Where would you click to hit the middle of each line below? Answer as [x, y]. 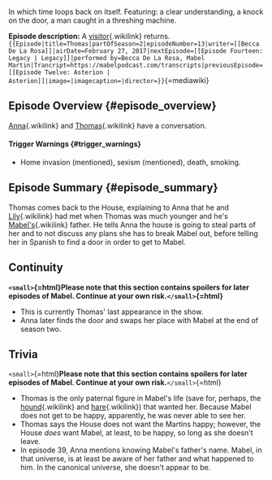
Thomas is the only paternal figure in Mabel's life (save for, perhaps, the [140, 399]
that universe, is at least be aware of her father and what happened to [137, 459]
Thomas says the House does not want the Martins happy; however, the [140, 424]
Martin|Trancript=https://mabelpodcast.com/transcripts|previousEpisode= [136, 65]
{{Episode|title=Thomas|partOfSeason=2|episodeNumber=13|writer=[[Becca [134, 44]
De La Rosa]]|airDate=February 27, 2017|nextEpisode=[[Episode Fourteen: [136, 51]
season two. [41, 329]
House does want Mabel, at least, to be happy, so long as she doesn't [136, 433]
